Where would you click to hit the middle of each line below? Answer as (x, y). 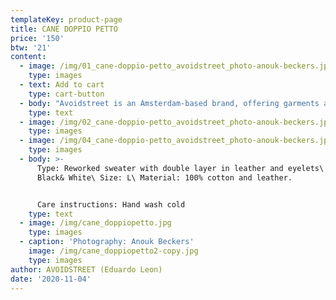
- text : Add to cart (62, 85)
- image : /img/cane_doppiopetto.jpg (95, 223)
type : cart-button (66, 94)
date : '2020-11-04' (51, 279)
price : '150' (37, 38)
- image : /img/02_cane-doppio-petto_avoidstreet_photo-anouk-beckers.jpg (176, 122)
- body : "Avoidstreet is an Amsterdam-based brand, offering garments (169, 103)
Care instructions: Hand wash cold (111, 204)
